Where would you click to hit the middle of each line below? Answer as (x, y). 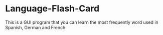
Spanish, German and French (35, 27)
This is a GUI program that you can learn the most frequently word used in (82, 22)
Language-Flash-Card (52, 9)
